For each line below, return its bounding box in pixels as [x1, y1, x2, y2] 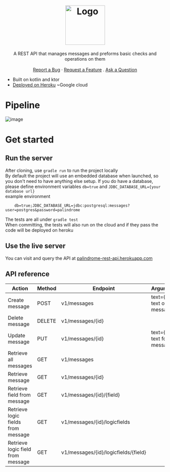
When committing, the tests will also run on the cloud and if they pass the [5, 221, 158, 227]
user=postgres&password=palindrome [5, 207, 80, 212]
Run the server [5, 154, 53, 163]
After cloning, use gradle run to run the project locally [5, 167, 118, 173]
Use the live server [5, 242, 66, 250]
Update [8, 332, 25, 339]
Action [12, 285, 28, 292]
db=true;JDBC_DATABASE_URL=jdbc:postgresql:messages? [14, 203, 130, 208]
